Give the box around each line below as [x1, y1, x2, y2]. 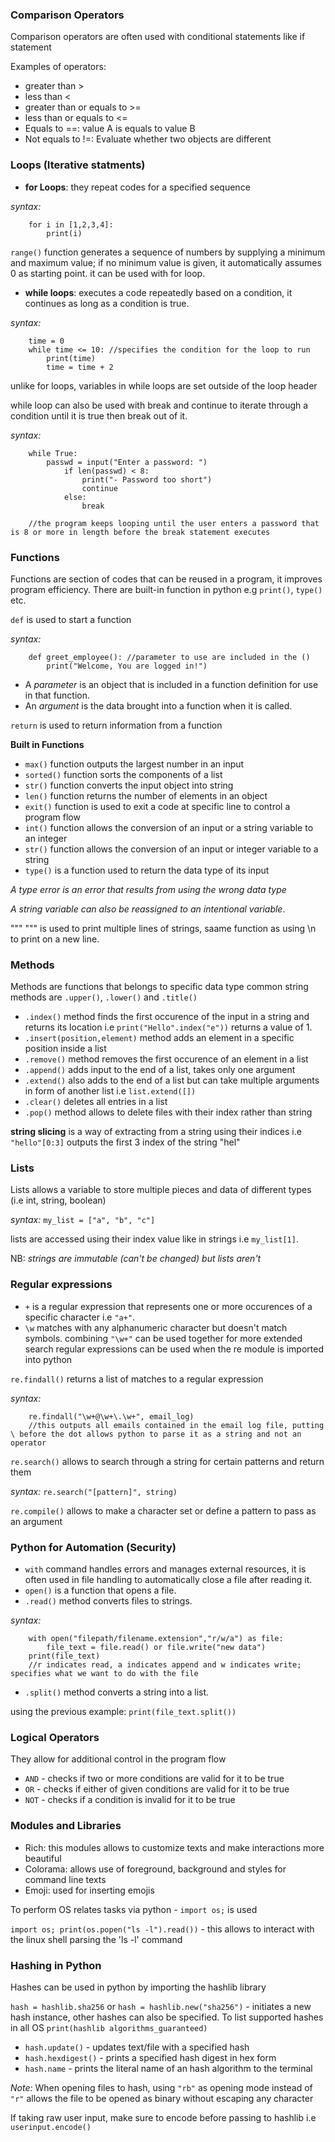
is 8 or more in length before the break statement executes [10, 527, 271, 537]
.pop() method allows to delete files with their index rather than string [24, 1106, 313, 1118]
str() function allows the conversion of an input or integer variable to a [24, 843, 319, 855]
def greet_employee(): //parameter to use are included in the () [28, 652, 311, 662]
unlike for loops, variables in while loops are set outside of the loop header [10, 379, 318, 392]
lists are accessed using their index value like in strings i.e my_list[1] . [10, 1233, 299, 1245]
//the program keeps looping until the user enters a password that [28, 518, 320, 528]
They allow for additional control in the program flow [10, 1753, 227, 1765]
